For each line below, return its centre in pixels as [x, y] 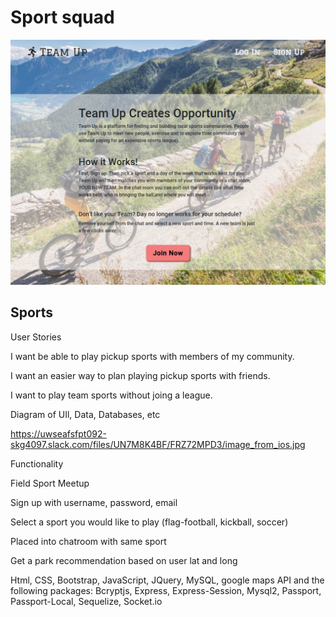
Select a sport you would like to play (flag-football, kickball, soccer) [149, 522]
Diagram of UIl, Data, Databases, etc [85, 414]
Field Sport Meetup [50, 483]
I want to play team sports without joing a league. [111, 395]
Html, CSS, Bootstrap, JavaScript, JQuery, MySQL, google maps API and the [167, 580]
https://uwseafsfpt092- [58, 433]
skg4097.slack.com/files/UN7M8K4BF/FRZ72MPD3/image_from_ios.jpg [158, 444]
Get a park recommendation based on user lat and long [124, 560]
